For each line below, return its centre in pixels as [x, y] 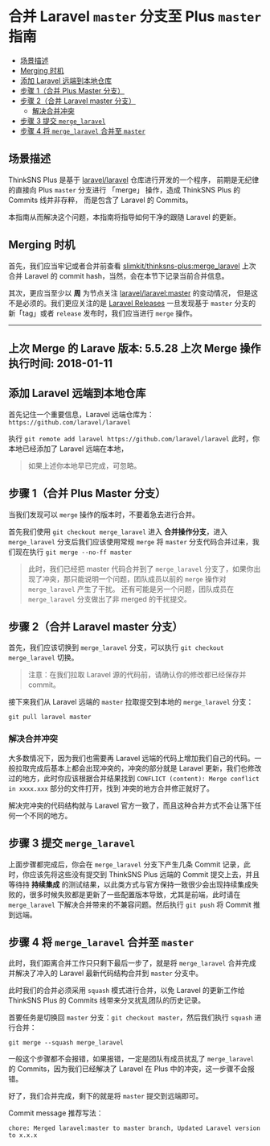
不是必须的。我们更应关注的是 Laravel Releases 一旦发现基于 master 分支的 [132, 303]
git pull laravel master [50, 718]
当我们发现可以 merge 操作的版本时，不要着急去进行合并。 [104, 514]
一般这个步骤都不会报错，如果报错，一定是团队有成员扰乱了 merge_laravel [131, 1059]
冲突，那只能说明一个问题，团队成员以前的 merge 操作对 [134, 579]
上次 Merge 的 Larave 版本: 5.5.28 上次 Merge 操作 [135, 348]
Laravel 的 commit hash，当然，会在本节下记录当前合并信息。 [126, 275]
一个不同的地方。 [43, 815]
